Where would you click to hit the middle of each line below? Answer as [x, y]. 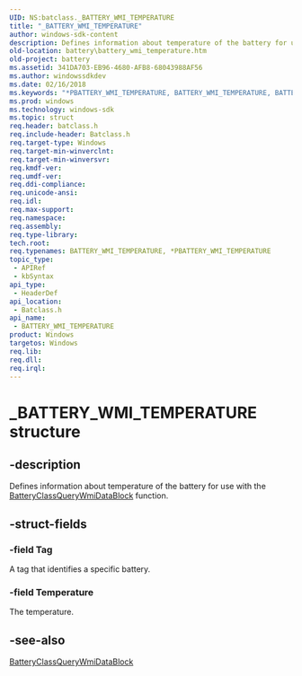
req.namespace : [38, 218]
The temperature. [42, 612]
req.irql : [28, 368]
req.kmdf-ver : [36, 168]
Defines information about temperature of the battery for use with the [138, 487]
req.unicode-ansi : [44, 193]
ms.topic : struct [42, 118]
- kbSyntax [33, 277]
